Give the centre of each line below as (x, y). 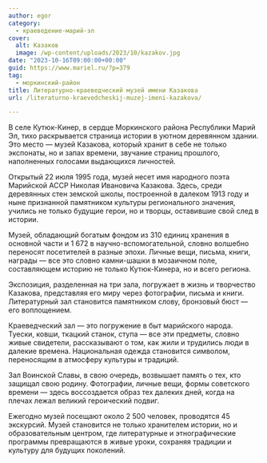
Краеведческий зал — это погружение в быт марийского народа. (121, 326)
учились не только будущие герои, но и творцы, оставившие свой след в (133, 211)
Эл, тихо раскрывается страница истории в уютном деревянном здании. (133, 136)
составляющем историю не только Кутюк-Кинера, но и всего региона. (130, 269)
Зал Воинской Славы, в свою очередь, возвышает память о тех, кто (125, 375)
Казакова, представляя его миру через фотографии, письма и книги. (126, 293)
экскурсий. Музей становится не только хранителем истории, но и (123, 425)
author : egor (30, 16)
